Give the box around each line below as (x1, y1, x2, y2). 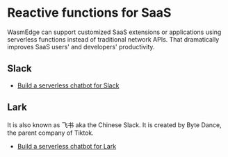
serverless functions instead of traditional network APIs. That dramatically (7, 35, 220, 43)
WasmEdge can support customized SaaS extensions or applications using (7, 28, 222, 36)
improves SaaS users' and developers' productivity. (7, 42, 155, 51)
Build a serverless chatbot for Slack (17, 81, 120, 90)
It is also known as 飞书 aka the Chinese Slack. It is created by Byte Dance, (7, 120, 222, 129)
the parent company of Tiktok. (7, 129, 94, 137)
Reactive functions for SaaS (7, 5, 172, 21)
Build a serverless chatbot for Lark (17, 142, 117, 150)
